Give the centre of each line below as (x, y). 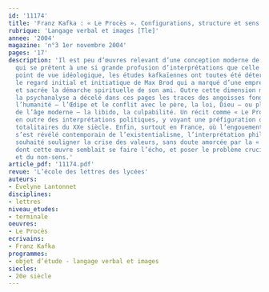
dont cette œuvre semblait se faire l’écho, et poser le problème (128, 150)
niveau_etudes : (34, 209)
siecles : (23, 269)
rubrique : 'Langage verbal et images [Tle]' (84, 30)
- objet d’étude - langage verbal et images (84, 261)
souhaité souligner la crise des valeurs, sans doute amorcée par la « (138, 142)
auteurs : (23, 180)
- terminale (28, 217)
